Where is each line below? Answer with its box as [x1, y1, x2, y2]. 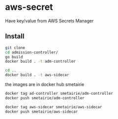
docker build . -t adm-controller [5, 59, 76, 64]
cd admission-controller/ [5, 50, 58, 55]
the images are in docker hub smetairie [5, 81, 85, 87]
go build [5, 54, 23, 59]
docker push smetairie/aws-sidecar [5, 109, 78, 114]
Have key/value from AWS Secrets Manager [5, 18, 94, 24]
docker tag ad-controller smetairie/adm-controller [5, 91, 113, 96]
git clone [5, 45, 26, 50]
